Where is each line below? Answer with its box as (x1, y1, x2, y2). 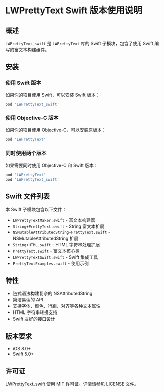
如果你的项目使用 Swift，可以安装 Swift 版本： (5, 92, 100, 98)
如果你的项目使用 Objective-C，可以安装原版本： (5, 127, 106, 133)
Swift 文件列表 (5, 192, 50, 201)
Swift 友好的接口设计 (12, 316, 55, 322)
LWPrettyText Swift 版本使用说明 (5, 5, 142, 16)
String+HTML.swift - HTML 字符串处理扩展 (12, 241, 100, 247)
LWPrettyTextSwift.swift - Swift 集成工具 (12, 254, 98, 260)
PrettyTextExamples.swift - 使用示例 (12, 260, 89, 266)
